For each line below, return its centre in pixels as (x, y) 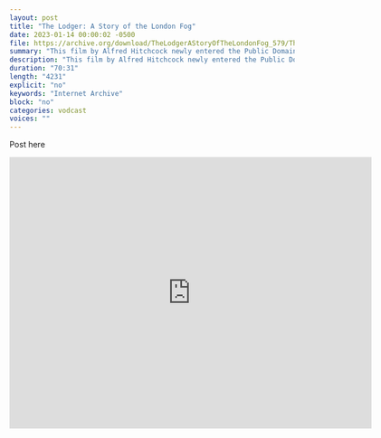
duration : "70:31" (44, 69)
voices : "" (30, 119)
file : (19, 43)
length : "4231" (38, 77)
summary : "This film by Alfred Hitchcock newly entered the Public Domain (153, 52)
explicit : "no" (38, 85)
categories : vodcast (48, 110)
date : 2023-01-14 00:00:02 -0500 (72, 34)
